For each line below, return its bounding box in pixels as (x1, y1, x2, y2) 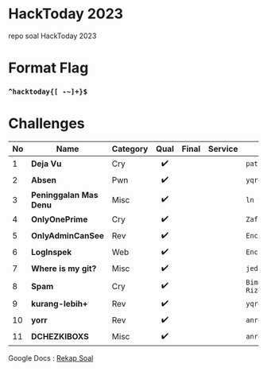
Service (207, 143, 238, 154)
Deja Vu (31, 158, 62, 169)
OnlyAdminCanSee (31, 230, 105, 242)
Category (111, 143, 149, 154)
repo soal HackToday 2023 (8, 31, 97, 41)
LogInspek (31, 247, 72, 258)
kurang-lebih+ (31, 299, 88, 310)
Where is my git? (31, 263, 97, 274)
